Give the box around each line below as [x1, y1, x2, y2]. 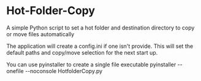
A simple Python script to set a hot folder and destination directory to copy [6, 24, 195, 31]
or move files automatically [6, 30, 75, 37]
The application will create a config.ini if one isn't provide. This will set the [6, 42, 194, 50]
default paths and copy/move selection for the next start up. [6, 48, 158, 56]
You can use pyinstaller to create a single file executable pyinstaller [6, 61, 176, 68]
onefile [6, 67, 24, 74]
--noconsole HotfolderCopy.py [25, 67, 103, 74]
